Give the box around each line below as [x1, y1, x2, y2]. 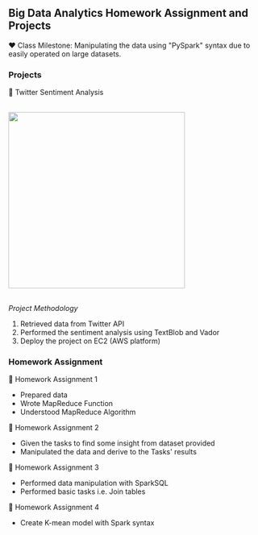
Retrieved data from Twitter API [19, 319, 125, 329]
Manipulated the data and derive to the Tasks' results [19, 447, 198, 457]
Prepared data [19, 390, 69, 400]
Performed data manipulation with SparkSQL [19, 479, 169, 488]
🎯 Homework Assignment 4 [8, 503, 99, 512]
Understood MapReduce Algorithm [19, 407, 136, 417]
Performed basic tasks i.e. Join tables [19, 487, 146, 496]
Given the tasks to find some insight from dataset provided [19, 438, 215, 448]
